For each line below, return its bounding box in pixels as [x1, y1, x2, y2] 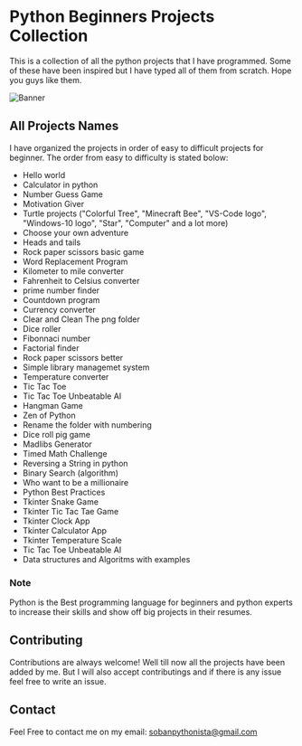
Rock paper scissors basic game [22, 246, 145, 257]
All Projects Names [9, 118, 119, 134]
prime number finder [22, 285, 100, 296]
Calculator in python [22, 179, 99, 190]
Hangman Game [22, 400, 83, 411]
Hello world [22, 169, 66, 180]
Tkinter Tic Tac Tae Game [22, 505, 119, 516]
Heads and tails [22, 237, 81, 248]
